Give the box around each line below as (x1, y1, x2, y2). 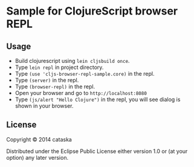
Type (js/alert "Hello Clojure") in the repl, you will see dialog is (15, 96, 181, 103)
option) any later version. (6, 154, 68, 161)
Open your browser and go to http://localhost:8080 (15, 90, 147, 96)
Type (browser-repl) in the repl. (15, 83, 95, 90)
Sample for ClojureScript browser (6, 4, 178, 18)
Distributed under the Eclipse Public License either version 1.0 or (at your (6, 147, 188, 155)
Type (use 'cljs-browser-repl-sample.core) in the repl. (15, 70, 155, 77)
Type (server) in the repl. (15, 77, 79, 83)
